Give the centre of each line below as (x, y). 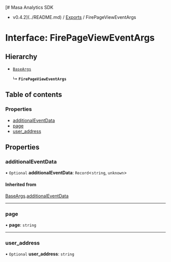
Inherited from (21, 184)
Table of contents (34, 95)
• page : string (21, 225)
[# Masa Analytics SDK (29, 7)
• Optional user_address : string (40, 254)
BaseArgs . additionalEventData (37, 196)
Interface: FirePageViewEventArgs (80, 38)
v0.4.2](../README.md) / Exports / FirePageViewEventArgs (74, 17)
